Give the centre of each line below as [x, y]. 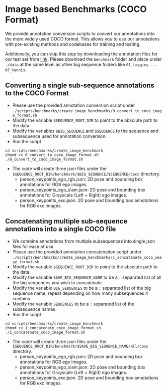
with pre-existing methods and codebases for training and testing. [73, 44]
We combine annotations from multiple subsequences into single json [83, 241]
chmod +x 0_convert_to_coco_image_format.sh [52, 155]
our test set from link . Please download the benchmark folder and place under [83, 59]
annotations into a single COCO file [61, 229]
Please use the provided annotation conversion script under [74, 105]
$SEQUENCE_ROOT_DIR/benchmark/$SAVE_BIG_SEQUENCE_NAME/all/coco [80, 346]
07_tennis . [16, 70]
